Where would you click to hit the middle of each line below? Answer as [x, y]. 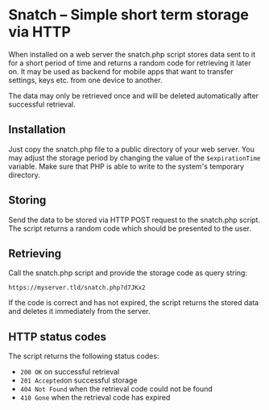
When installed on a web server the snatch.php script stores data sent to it [132, 54]
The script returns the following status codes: [84, 356]
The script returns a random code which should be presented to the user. [130, 228]
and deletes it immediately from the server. [79, 312]
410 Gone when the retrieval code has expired [95, 398]
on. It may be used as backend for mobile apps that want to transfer [121, 71]
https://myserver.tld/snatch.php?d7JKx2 [77, 288]
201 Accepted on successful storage [79, 380]
